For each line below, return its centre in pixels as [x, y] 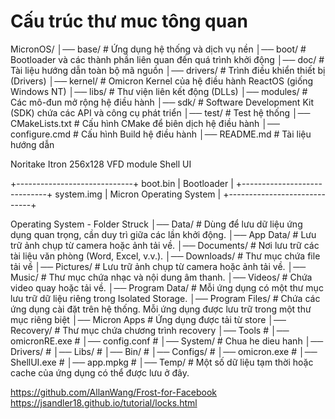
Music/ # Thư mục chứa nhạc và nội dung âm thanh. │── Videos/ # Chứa [161, 277]
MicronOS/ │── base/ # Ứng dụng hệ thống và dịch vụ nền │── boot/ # [158, 49]
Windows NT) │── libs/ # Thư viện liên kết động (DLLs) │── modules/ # [159, 91]
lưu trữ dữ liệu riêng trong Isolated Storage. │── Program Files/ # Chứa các [165, 298]
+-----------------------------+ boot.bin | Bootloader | [122, 183]
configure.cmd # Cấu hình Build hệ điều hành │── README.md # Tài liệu [161, 134]
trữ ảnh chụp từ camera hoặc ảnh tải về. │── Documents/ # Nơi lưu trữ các [165, 245]
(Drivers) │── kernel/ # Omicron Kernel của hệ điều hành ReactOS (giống [162, 81]
